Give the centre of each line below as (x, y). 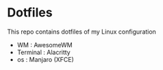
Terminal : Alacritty (43, 52)
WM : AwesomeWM (45, 45)
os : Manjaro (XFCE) (45, 59)
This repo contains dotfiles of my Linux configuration (81, 32)
